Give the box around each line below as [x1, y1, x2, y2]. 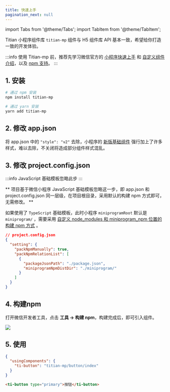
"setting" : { [10, 242, 38, 247]
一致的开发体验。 [5, 43, 41, 49]
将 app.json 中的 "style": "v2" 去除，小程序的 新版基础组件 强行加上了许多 [5, 138, 163, 145]
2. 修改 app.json [5, 124, 57, 133]
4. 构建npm [5, 300, 42, 309]
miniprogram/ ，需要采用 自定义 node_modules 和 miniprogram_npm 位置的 [5, 216, 162, 222]
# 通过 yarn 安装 [5, 104, 39, 109]
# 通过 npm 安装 [5, 90, 37, 95]
